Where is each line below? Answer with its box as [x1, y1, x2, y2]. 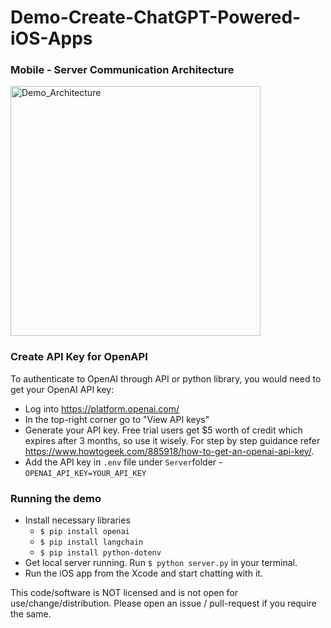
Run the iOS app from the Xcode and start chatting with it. [24, 567, 263, 580]
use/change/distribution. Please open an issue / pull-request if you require [10, 597, 317, 610]
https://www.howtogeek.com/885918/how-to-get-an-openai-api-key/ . [24, 445, 315, 457]
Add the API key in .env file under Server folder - [24, 456, 223, 468]
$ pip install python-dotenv [39, 548, 162, 558]
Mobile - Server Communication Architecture [10, 63, 235, 77]
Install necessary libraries [24, 514, 131, 526]
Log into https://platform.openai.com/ [24, 402, 180, 415]
